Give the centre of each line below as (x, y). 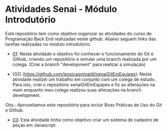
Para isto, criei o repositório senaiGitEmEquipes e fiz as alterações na (84, 84)
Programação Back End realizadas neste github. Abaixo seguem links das (81, 39)
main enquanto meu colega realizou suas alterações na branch (77, 90)
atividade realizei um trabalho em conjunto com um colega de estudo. (84, 79)
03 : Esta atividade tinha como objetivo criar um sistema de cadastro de (85, 120)
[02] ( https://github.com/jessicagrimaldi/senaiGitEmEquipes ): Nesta (82, 74)
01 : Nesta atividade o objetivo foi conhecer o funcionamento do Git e (83, 54)
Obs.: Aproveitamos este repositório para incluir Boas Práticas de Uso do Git (83, 105)
